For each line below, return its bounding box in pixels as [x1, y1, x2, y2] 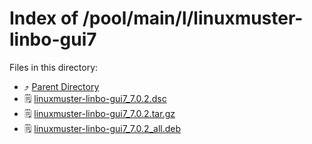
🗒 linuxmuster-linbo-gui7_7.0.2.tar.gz [23, 107, 176, 119]
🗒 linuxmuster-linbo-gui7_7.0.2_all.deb [23, 122, 182, 134]
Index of [9, 7, 79, 30]
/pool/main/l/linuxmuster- [82, 7, 304, 30]
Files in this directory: [9, 61, 99, 73]
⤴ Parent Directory [23, 80, 100, 92]
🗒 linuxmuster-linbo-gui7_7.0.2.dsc [23, 92, 167, 104]
